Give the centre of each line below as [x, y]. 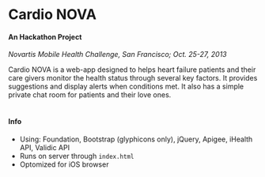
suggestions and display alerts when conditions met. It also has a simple [126, 87]
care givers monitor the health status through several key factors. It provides [133, 78]
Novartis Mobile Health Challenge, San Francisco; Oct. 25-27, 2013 [117, 55]
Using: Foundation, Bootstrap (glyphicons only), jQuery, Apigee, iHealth [136, 139]
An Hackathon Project [45, 36]
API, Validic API [44, 147]
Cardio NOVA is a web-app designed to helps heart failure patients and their [132, 70]
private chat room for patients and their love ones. [90, 95]
